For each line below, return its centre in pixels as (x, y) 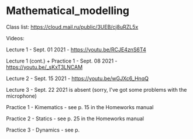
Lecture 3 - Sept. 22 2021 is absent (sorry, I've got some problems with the (96, 89)
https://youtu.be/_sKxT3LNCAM (44, 67)
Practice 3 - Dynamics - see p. (43, 130)
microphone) (21, 96)
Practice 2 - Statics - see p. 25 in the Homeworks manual (75, 119)
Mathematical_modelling (68, 11)
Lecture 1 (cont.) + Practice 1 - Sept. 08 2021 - (62, 61)
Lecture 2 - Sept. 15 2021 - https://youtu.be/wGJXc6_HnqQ (77, 78)
